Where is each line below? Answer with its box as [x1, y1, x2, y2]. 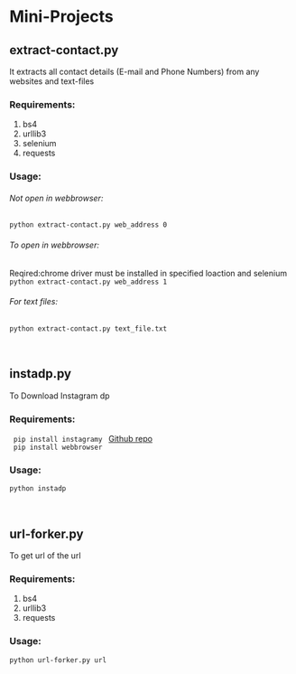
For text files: [9, 296, 59, 307]
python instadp [9, 484, 67, 493]
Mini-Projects [9, 6, 115, 27]
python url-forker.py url [9, 655, 106, 665]
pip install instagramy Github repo [13, 433, 153, 444]
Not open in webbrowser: [9, 192, 104, 203]
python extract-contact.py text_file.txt [9, 323, 168, 333]
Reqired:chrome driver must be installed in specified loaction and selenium [9, 267, 287, 278]
